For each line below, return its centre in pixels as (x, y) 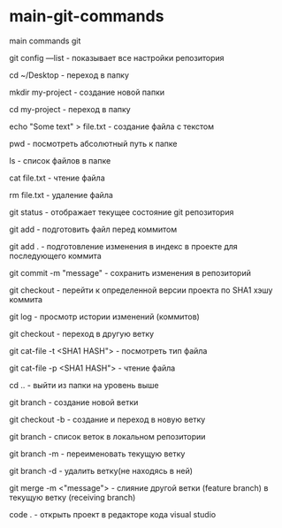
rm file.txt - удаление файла (61, 195)
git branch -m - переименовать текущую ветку (97, 454)
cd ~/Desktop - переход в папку (69, 75)
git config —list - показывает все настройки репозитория (117, 57)
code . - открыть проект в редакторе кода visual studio (113, 514)
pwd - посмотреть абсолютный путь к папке (93, 143)
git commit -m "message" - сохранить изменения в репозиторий (130, 272)
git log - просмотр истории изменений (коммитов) (105, 317)
